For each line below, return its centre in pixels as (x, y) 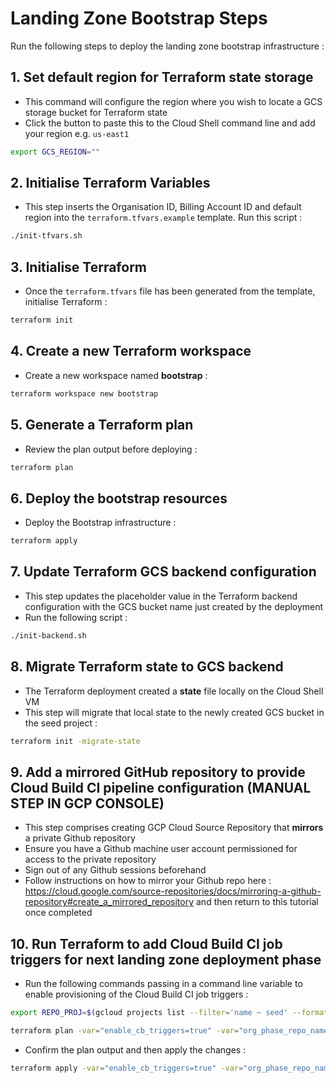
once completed (58, 913)
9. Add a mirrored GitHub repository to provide (158, 772)
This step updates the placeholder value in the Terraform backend (161, 596)
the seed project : (61, 723)
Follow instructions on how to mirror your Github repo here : (148, 881)
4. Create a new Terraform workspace (131, 351)
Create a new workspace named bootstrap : (116, 375)
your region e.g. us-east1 (77, 133)
